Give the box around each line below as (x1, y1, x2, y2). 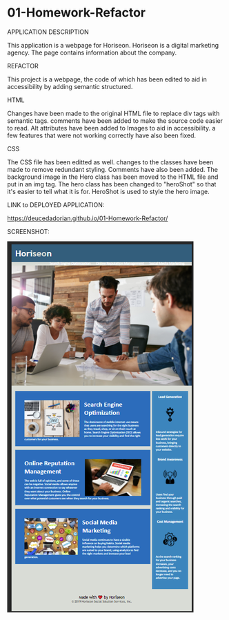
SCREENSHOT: (7, 227, 50, 235)
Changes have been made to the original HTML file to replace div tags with (7, 109, 220, 117)
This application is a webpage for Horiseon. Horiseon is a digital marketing (7, 41, 219, 49)
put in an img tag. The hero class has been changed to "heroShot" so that (7, 180, 217, 188)
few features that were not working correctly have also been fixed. (7, 131, 197, 139)
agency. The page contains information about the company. (7, 48, 177, 57)
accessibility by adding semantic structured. (7, 82, 133, 90)
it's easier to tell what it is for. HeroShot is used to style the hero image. (7, 187, 210, 195)
